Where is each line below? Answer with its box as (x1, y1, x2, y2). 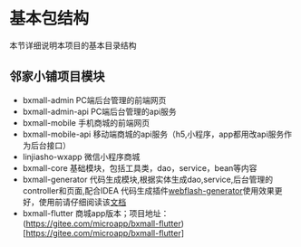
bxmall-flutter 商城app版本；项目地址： (22, 207, 170, 218)
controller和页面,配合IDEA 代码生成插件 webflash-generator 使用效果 (22, 185, 275, 195)
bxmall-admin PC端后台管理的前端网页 (22, 94, 167, 105)
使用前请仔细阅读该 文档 (38, 196, 127, 207)
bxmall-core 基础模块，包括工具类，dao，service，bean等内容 (22, 162, 257, 173)
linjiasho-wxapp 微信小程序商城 (22, 151, 141, 162)
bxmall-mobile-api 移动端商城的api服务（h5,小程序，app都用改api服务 (22, 128, 285, 139)
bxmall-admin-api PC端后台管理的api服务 (22, 106, 177, 117)
